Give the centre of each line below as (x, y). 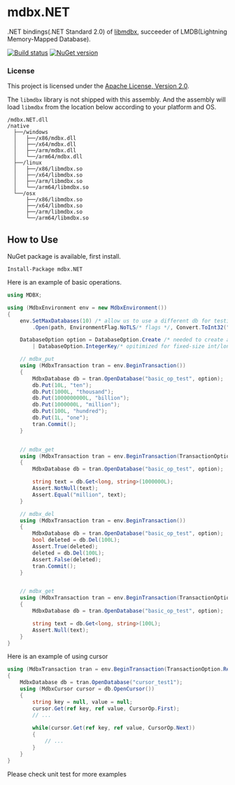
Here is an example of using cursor (58, 657)
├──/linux (28, 163)
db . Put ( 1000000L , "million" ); (76, 405)
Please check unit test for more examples (67, 774)
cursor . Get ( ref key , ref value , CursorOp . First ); (106, 709)
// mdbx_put (37, 359)
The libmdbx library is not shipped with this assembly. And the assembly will (116, 100)
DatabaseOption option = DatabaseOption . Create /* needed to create (122, 340)
